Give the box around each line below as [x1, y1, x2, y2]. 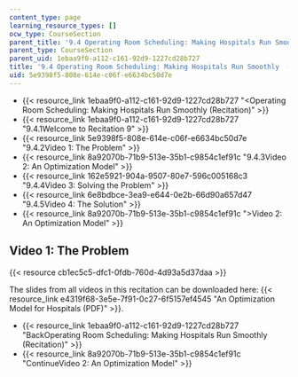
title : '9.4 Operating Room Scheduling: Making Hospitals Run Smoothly [9, 63, 279, 72]
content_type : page [9, 12, 82, 22]
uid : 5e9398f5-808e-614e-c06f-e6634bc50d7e [9, 71, 173, 80]
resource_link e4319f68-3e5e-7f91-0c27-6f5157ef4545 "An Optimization [9, 294, 275, 304]
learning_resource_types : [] [9, 21, 117, 30]
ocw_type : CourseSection [9, 29, 101, 38]
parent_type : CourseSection [9, 46, 114, 55]
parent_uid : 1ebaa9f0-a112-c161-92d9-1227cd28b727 [9, 54, 200, 63]
